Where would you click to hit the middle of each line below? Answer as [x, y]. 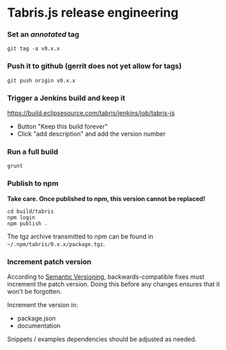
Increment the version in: [43, 305]
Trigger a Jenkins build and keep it [66, 98]
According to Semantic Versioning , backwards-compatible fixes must [106, 277]
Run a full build [33, 152]
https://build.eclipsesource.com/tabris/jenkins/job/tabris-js [91, 113]
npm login [21, 217]
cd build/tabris [30, 211]
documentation [39, 325]
